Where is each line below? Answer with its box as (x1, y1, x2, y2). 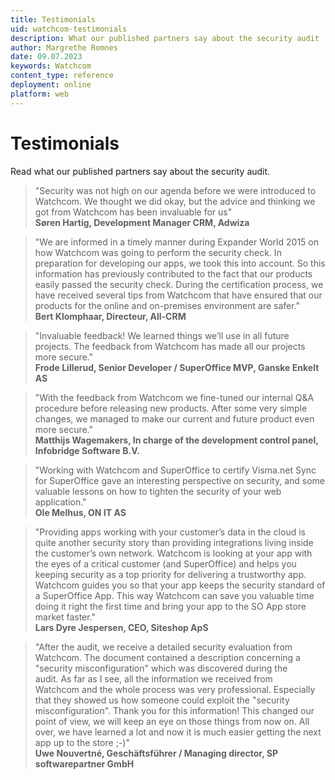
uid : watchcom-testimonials (10, 24, 128, 34)
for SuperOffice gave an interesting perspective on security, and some (34, 474, 326, 486)
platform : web (10, 89, 70, 99)
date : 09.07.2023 (10, 52, 83, 62)
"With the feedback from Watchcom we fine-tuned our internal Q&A (34, 391, 315, 403)
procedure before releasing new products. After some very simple (34, 402, 308, 414)
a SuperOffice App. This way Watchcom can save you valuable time (34, 589, 315, 601)
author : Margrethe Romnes (10, 42, 118, 53)
